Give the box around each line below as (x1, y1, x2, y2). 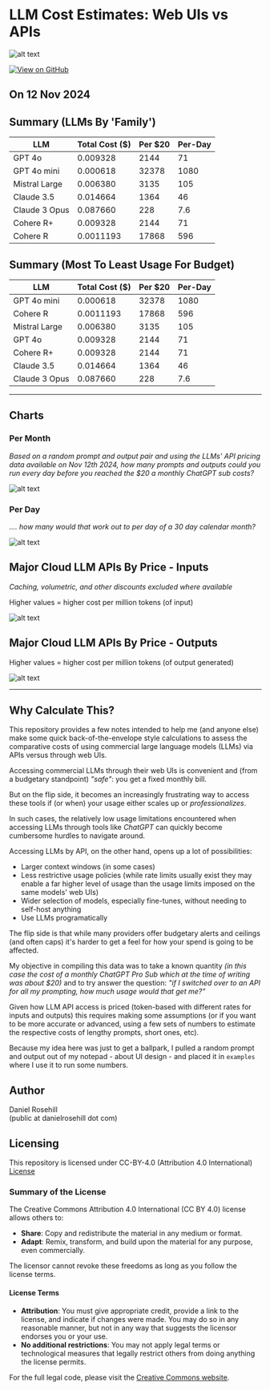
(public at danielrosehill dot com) (9, 1114, 118, 1123)
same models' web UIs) (20, 888, 99, 897)
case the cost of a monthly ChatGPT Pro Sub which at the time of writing (9, 969, 251, 979)
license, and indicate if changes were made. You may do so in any (20, 1314, 240, 1324)
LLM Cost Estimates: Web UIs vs (9, 6, 229, 24)
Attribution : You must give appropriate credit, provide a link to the (20, 1306, 240, 1315)
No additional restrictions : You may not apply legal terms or (20, 1340, 220, 1349)
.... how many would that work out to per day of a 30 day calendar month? (9, 522, 256, 531)
